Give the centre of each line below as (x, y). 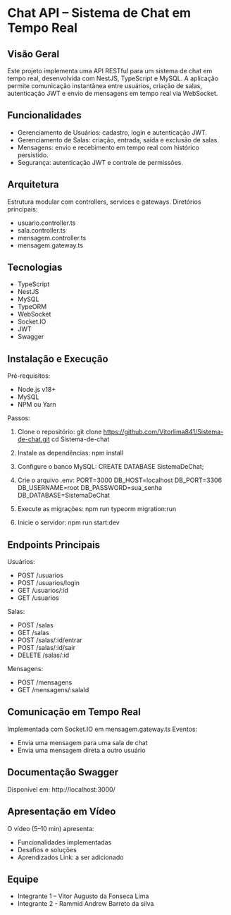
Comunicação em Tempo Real (74, 712)
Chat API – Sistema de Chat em (99, 13)
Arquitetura (33, 185)
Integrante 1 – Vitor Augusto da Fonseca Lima (83, 896)
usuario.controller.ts (46, 223)
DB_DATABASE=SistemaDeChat (64, 496)
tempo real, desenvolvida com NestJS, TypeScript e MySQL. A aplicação (113, 78)
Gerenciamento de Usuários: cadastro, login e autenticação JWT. (112, 133)
